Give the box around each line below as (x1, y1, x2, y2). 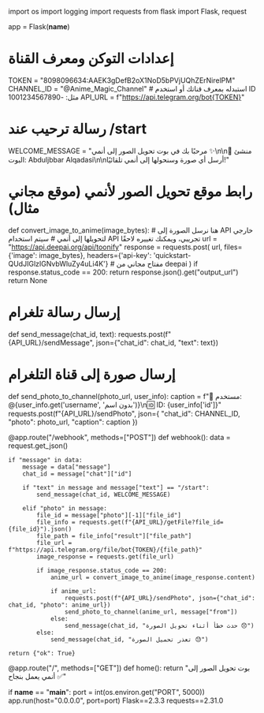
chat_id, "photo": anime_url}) (8, 601, 111, 609)
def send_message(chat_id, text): (8, 329, 117, 338)
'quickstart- (153, 250, 191, 259)
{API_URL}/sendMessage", (8, 338, 95, 347)
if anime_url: (50, 587, 97, 595)
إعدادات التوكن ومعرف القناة (8, 50, 174, 68)
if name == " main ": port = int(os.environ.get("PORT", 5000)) (8, 687, 205, 696)
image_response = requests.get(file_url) (36, 552, 175, 561)
